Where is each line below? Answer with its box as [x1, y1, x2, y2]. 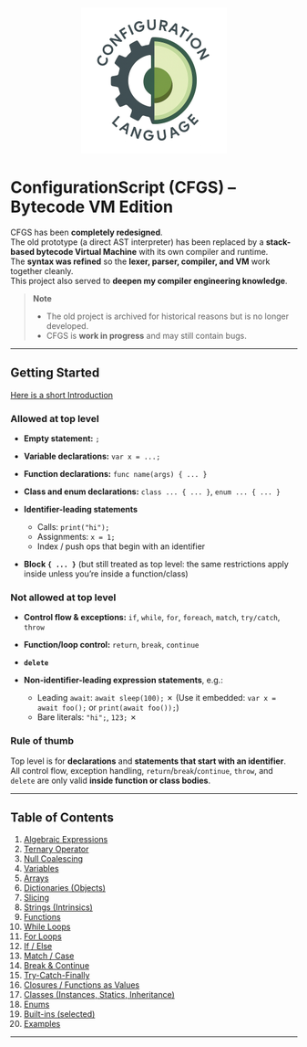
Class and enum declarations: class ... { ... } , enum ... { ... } [23, 486, 281, 497]
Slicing [23, 893, 49, 904]
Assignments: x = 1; [36, 532, 116, 543]
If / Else [23, 941, 53, 952]
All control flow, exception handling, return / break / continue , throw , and [10, 765, 274, 776]
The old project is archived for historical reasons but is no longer [46, 311, 290, 322]
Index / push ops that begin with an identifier [36, 541, 206, 552]
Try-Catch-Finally [23, 970, 90, 981]
